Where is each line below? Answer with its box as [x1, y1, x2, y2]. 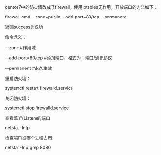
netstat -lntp [5, 125, 30, 130]
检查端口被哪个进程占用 [5, 135, 52, 140]
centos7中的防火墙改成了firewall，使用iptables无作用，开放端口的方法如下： [5, 4, 158, 10]
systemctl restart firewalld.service [5, 86, 73, 91]
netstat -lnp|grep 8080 [5, 145, 51, 150]
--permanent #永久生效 [5, 65, 52, 71]
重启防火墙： [5, 76, 31, 81]
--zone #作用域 [5, 45, 36, 50]
